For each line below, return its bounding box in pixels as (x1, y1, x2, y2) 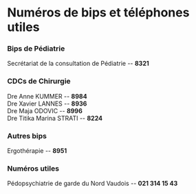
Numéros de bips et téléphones (7, 5, 190, 21)
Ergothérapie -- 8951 (7, 147, 67, 155)
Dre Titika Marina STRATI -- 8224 (7, 114, 103, 122)
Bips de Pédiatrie (7, 44, 65, 53)
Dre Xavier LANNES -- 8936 (7, 99, 87, 108)
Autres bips (7, 131, 47, 141)
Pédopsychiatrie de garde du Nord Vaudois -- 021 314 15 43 (7, 180, 178, 188)
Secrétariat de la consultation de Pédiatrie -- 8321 (7, 60, 149, 68)
